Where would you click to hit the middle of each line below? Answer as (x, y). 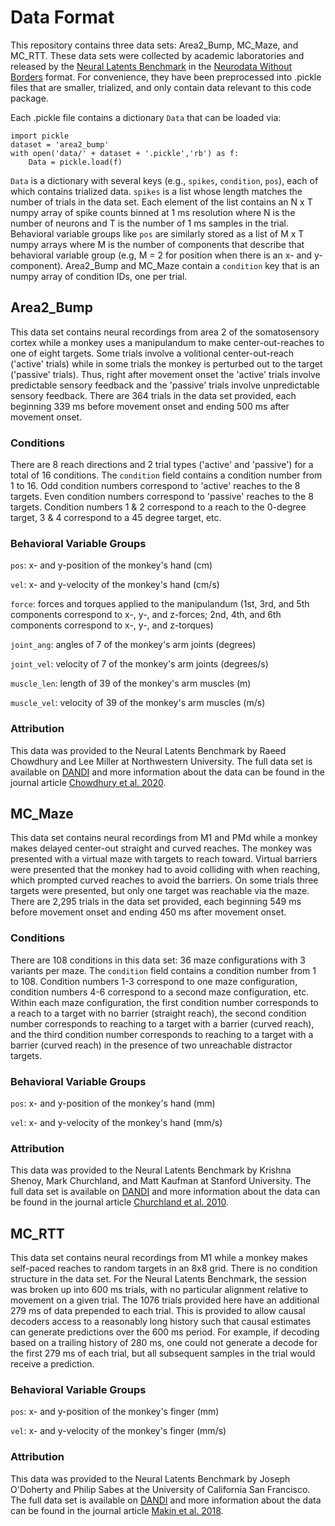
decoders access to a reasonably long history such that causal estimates (161, 1322)
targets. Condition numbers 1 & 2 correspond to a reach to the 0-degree (158, 507)
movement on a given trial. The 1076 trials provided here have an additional (165, 1300)
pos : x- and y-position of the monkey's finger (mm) (115, 1412)
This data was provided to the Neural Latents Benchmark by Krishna (151, 1170)
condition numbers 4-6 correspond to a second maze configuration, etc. (160, 992)
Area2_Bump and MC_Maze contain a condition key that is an (192, 265)
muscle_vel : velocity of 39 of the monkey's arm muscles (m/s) (138, 703)
